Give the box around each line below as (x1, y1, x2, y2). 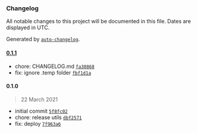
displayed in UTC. (6, 24, 50, 31)
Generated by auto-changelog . (6, 36, 80, 43)
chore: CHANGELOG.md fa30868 (14, 63, 95, 70)
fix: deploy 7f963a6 (14, 120, 61, 127)
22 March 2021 (20, 95, 58, 103)
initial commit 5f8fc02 (14, 107, 68, 115)
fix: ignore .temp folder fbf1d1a (14, 69, 91, 76)
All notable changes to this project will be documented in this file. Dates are (6, 18, 192, 25)
